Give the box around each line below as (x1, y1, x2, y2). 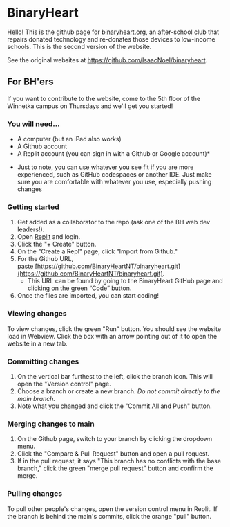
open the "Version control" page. (17, 379, 112, 388)
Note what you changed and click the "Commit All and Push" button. (17, 402, 212, 410)
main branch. (17, 394, 56, 402)
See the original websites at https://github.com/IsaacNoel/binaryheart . (7, 55, 208, 64)
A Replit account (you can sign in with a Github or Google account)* (17, 150, 211, 158)
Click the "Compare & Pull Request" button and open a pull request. (17, 449, 209, 458)
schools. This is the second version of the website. (7, 42, 152, 51)
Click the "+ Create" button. (17, 240, 97, 249)
